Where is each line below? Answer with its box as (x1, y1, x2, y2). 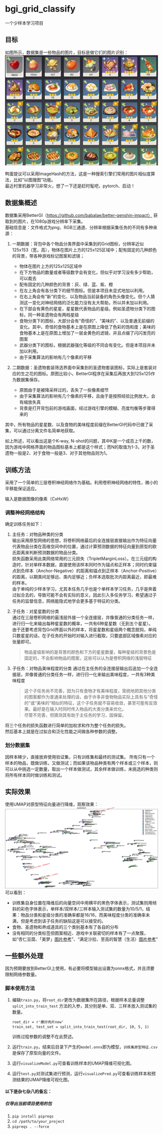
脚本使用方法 (5, 985, 35, 992)
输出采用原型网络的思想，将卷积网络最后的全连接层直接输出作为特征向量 (12, 538, 157, 543)
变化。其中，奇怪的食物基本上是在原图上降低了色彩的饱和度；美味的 (19, 324, 156, 330)
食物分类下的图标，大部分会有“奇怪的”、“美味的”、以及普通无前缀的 (19, 318, 155, 324)
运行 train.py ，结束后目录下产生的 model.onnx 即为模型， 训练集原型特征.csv (12, 1044, 158, 1050)
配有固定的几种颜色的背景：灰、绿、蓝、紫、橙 (19, 281, 113, 287)
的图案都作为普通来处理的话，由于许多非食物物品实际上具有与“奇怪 (24, 694, 158, 700)
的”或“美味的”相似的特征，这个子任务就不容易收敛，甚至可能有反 (24, 700, 154, 706)
